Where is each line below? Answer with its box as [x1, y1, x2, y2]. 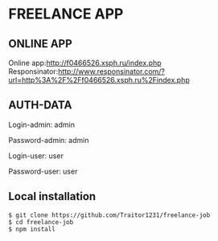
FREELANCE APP [8, 5, 124, 23]
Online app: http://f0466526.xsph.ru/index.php [8, 58, 162, 67]
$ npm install [8, 225, 56, 233]
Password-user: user [8, 166, 78, 176]
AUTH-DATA [8, 98, 72, 112]
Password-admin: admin [8, 135, 89, 145]
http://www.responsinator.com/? [57, 67, 166, 76]
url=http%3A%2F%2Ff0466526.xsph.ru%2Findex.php [8, 76, 191, 84]
